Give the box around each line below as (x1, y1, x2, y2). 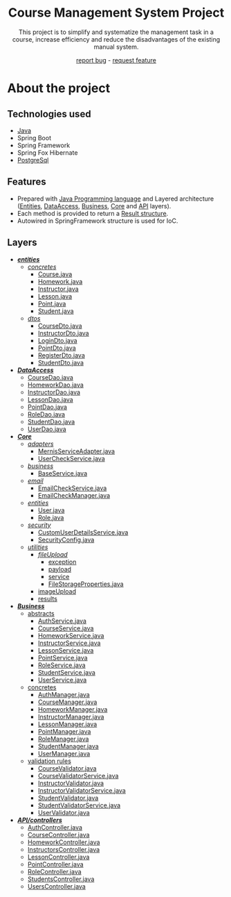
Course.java (37, 269, 73, 278)
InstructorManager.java (37, 712, 104, 721)
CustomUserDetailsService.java (37, 528, 129, 536)
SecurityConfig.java (37, 535, 95, 544)
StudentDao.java (27, 417, 75, 426)
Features (7, 176, 46, 188)
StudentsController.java (27, 875, 95, 883)
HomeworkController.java (27, 838, 100, 846)
